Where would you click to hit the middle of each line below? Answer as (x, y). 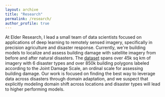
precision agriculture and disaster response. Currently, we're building (75, 48)
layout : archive (22, 10)
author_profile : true (27, 23)
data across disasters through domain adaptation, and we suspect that (77, 79)
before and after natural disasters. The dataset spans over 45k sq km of (78, 58)
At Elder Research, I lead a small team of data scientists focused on (73, 37)
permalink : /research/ (28, 19)
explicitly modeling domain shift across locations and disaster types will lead (83, 84)
